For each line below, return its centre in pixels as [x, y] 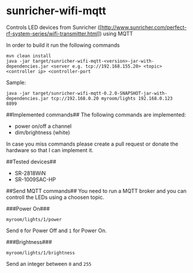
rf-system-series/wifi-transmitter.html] [53, 33]
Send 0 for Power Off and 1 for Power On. [57, 230]
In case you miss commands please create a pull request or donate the [92, 144]
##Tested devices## [31, 162]
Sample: [16, 82]
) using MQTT [116, 33]
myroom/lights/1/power [34, 219]
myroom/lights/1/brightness [41, 253]
